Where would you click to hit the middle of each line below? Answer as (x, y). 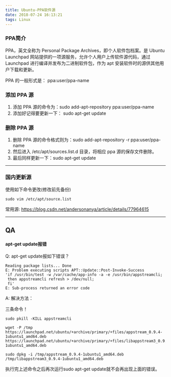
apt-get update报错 (26, 244)
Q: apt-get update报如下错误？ (37, 256)
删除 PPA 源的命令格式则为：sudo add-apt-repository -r (71, 140)
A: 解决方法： (19, 298)
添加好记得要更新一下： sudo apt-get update (59, 113)
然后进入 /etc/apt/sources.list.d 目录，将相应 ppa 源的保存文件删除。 (84, 152)
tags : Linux (18, 19)
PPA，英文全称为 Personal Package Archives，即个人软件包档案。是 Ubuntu (85, 50)
